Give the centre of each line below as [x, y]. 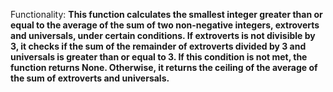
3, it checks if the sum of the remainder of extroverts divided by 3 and [158, 46]
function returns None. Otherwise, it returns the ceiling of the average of [164, 67]
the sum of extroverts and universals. [90, 78]
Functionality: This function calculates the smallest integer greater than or [166, 14]
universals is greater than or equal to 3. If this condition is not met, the [159, 57]
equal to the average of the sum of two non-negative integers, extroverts [165, 25]
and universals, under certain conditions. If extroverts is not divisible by [163, 35]
